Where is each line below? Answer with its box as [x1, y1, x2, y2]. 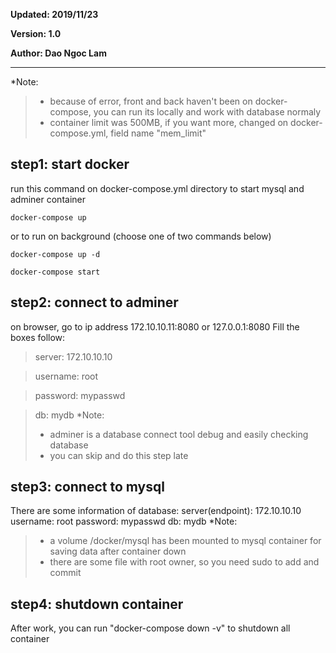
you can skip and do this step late [49, 449, 189, 461]
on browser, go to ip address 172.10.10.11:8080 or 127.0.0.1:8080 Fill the [10, 320, 300, 333]
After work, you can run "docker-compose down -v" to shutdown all [10, 622, 291, 634]
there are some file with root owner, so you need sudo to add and [49, 556, 320, 568]
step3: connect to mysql [10, 479, 165, 496]
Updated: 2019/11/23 [10, 9, 99, 20]
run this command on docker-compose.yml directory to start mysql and [10, 182, 305, 194]
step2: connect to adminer [10, 294, 179, 311]
